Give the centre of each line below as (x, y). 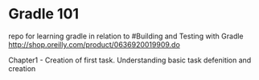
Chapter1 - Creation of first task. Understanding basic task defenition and (130, 60)
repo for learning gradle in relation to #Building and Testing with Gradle (126, 36)
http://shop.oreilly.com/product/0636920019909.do (95, 44)
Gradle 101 (43, 14)
